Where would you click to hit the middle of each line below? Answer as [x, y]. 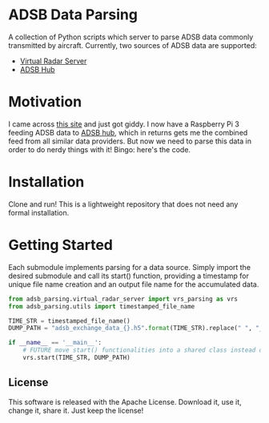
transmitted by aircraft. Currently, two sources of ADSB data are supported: [133, 45]
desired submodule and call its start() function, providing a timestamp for [129, 276]
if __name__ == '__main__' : [55, 343]
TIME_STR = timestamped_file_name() [69, 321]
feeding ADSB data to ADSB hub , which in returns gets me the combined [128, 132]
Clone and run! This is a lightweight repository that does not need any [123, 204]
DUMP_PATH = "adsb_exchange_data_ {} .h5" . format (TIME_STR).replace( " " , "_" [137, 328]
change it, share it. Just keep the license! [76, 410]
